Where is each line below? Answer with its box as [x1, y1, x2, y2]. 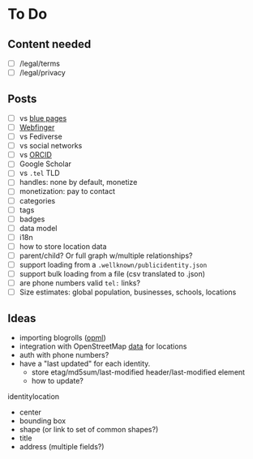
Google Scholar [19, 159, 72, 169]
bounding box [19, 416, 66, 426]
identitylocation [7, 392, 60, 401]
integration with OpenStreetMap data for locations [19, 341, 187, 351]
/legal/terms [19, 58, 61, 68]
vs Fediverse [19, 131, 62, 142]
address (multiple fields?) [19, 442, 105, 451]
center [19, 407, 42, 417]
